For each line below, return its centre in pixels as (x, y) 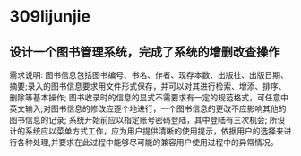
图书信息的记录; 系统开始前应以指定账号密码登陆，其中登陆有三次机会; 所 (143, 120)
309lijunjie (50, 17)
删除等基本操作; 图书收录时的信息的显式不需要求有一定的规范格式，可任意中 (149, 97)
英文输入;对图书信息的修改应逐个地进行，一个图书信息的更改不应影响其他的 (148, 108)
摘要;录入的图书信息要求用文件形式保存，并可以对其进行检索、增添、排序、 (148, 86)
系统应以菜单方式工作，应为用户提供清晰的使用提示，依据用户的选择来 (154, 131)
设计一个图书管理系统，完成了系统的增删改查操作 (145, 52)
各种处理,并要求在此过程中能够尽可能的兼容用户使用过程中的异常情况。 (148, 142)
